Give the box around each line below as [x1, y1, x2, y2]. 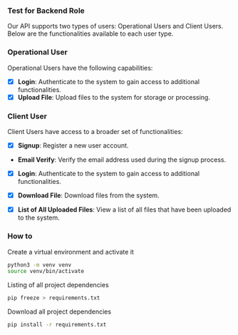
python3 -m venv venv [7, 261, 72, 269]
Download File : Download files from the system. [17, 191, 160, 200]
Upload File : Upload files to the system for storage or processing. [17, 93, 210, 101]
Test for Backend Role [7, 6, 86, 16]
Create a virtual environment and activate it [7, 247, 134, 256]
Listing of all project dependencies [7, 281, 109, 289]
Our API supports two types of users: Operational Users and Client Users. [7, 22, 224, 31]
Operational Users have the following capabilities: [7, 63, 153, 72]
